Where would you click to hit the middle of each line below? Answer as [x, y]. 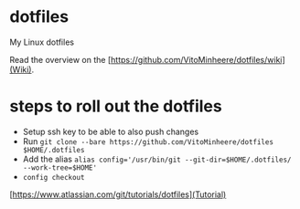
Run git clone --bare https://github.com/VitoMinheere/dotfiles [148, 141]
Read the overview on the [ [60, 59]
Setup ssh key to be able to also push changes [111, 131]
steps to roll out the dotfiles [116, 106]
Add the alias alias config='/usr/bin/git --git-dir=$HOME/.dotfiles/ [157, 159]
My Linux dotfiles [42, 42]
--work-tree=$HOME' [60, 167]
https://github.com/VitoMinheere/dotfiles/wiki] [198, 59]
